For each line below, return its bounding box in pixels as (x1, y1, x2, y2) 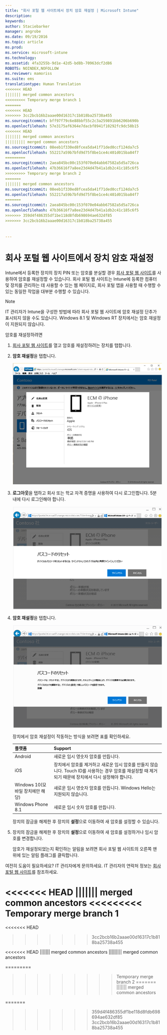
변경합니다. (21, 835, 43, 841)
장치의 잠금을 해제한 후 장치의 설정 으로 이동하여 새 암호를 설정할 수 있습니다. (12, 818, 160, 824)
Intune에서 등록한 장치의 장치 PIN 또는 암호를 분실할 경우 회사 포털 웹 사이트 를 (5, 270, 157, 276)
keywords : (5, 18, 26, 23)
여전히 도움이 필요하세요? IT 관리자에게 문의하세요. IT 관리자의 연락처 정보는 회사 (5, 863, 162, 869)
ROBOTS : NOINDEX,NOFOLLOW (5, 66, 59, 71)
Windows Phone (14, 801, 48, 807)
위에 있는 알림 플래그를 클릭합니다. (12, 852, 79, 858)
